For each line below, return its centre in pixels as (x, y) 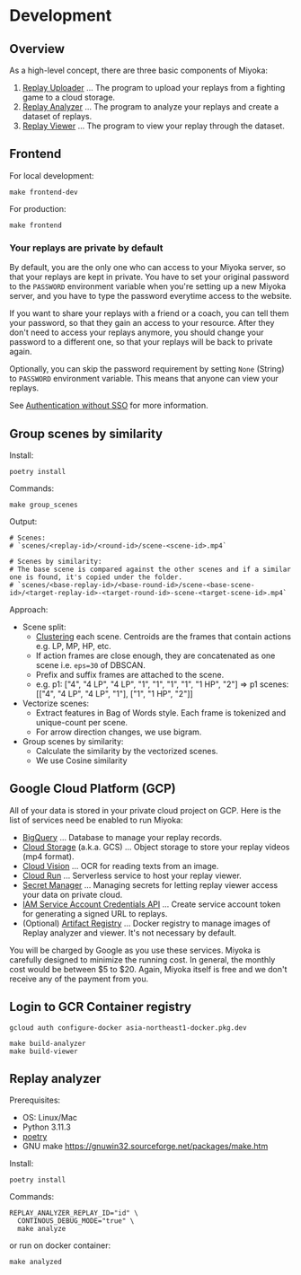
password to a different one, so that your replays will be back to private (141, 342)
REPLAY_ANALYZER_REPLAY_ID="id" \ (74, 1213)
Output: (23, 521)
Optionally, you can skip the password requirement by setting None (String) (147, 369)
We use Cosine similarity (81, 761)
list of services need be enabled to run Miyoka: (96, 820)
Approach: (29, 609)
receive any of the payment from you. (79, 979)
